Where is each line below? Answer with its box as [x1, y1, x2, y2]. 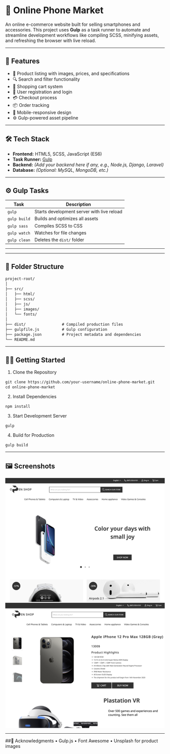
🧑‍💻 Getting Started [5, 356, 65, 364]
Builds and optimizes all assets [34, 215, 99, 222]
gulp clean [7, 238, 30, 243]
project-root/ [5, 276, 35, 282]
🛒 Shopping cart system [12, 83, 63, 89]
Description [65, 201, 91, 207]
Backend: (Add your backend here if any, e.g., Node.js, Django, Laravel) [12, 162, 164, 168]
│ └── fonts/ [5, 312, 37, 317]
